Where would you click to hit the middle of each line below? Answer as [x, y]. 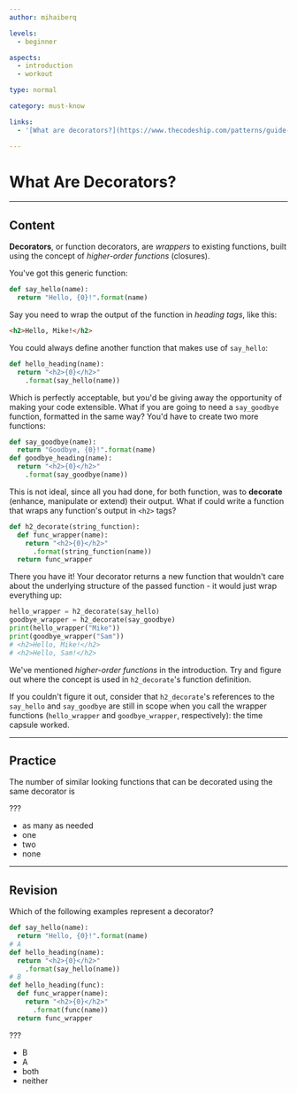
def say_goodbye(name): [53, 442]
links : [21, 122]
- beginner [37, 42]
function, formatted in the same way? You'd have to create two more [134, 416]
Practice [33, 760]
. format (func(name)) [70, 1010]
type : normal [33, 90]
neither [35, 1081]
